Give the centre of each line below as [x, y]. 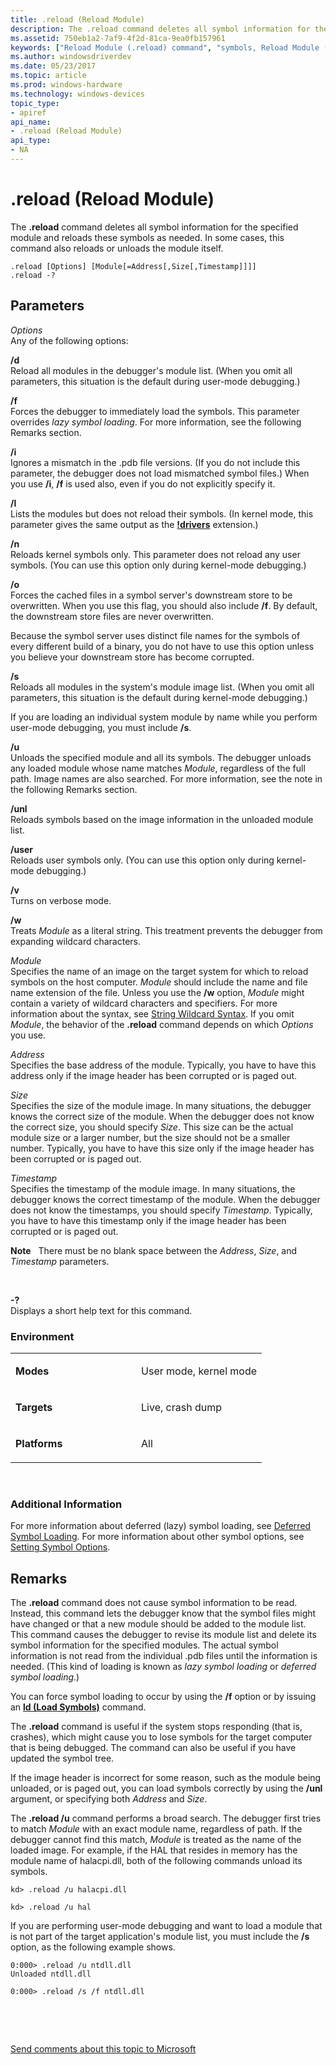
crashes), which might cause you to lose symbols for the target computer [161, 1737]
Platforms [39, 1443]
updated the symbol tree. [62, 1758]
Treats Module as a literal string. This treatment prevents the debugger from [166, 930]
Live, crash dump [181, 1407]
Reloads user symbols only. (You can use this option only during [142, 860]
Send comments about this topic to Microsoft [103, 2049]
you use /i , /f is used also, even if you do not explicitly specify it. [143, 483]
